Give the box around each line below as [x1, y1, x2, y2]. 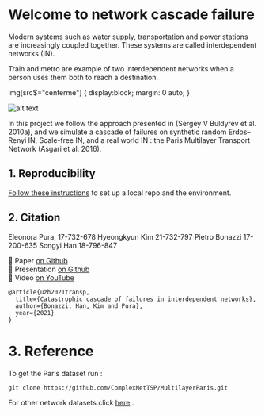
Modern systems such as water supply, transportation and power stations [8, 32, 248, 41]
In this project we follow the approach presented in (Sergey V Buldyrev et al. [8, 118, 257, 128]
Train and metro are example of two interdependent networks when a [8, 63, 235, 73]
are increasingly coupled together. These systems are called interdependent [8, 40, 257, 49]
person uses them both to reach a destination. [8, 72, 159, 82]
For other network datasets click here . [8, 398, 134, 407]
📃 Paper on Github [8, 256, 69, 265]
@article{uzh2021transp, [8, 288, 90, 296]
